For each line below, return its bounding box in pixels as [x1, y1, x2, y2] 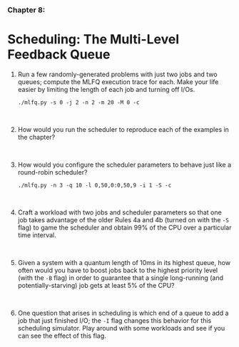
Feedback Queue [7, 46, 111, 63]
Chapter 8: [7, 5, 46, 15]
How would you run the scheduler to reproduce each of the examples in [17, 125, 230, 133]
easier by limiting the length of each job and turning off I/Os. [17, 85, 195, 93]
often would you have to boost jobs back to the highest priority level [17, 266, 218, 274]
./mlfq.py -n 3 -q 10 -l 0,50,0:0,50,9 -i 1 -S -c [17, 182, 172, 189]
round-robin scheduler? [17, 167, 88, 176]
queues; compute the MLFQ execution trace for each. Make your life [17, 77, 219, 86]
